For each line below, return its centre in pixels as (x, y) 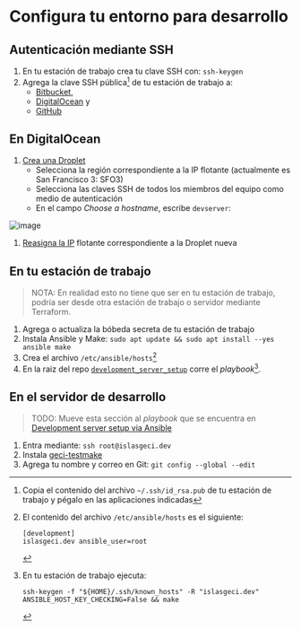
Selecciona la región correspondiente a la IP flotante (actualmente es (163, 170)
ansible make (47, 347)
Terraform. (51, 312)
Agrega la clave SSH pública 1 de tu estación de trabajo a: (127, 81)
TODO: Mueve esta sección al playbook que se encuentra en (144, 418)
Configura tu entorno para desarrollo (149, 17)
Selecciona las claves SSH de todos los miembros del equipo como (159, 189)
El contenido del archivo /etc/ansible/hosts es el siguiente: (133, 517)
